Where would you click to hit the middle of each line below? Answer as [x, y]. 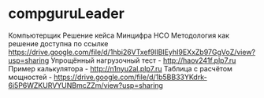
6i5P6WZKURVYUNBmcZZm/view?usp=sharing [86, 85]
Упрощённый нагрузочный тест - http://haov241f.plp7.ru [143, 60]
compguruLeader [66, 14]
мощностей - [30, 77]
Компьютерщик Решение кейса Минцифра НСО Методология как [119, 35]
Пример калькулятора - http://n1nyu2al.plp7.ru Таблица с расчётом [120, 68]
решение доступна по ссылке [58, 43]
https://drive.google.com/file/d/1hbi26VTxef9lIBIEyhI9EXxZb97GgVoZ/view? [132, 52]
